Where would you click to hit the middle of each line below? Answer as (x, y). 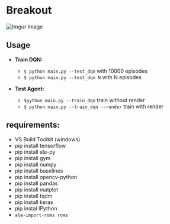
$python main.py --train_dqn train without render (84, 100)
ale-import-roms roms (41, 215)
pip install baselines (39, 171)
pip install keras (34, 202)
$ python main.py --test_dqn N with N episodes (83, 77)
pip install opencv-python (46, 177)
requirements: (33, 125)
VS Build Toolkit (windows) (47, 139)
